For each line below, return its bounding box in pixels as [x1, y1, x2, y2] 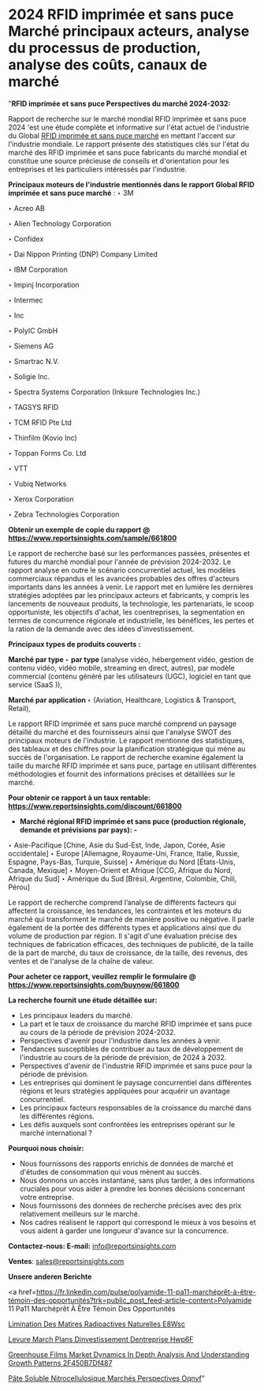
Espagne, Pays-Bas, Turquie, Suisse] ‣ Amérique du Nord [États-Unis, [8, 857, 236, 867]
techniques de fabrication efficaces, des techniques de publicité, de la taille [8, 939, 254, 949]
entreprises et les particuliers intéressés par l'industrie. [8, 164, 188, 174]
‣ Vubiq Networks [8, 479, 67, 488]
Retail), [8, 703, 32, 712]
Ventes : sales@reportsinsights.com [8, 1256, 125, 1265]
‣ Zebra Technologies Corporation [8, 509, 120, 519]
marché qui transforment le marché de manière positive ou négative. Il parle [8, 914, 255, 923]
